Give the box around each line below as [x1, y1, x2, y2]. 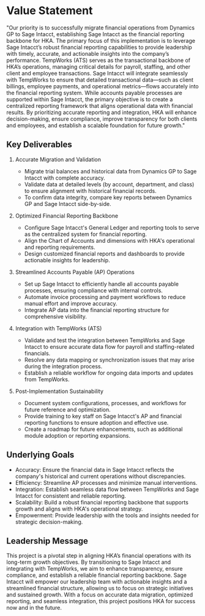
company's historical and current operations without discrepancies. [15, 473, 186, 480]
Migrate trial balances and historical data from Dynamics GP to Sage [24, 167, 197, 175]
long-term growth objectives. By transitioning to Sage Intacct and [6, 558, 171, 566]
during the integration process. [24, 362, 103, 370]
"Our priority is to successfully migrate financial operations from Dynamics [6, 24, 195, 31]
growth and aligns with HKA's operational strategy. [15, 505, 143, 512]
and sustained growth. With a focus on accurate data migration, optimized [6, 591, 193, 598]
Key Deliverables [6, 139, 72, 150]
